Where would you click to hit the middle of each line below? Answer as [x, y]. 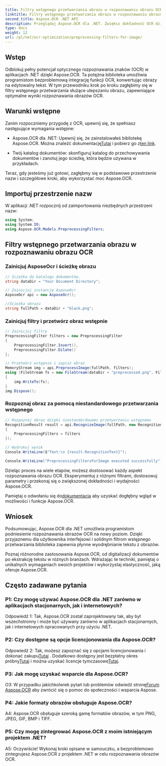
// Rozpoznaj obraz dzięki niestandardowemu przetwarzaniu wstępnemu [78, 420]
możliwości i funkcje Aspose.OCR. [40, 501]
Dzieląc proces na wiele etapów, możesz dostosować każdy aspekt [74, 470]
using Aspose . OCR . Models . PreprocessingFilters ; [55, 229]
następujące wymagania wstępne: [40, 128]
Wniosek [19, 517]
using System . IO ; [23, 225]
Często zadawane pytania [46, 586]
